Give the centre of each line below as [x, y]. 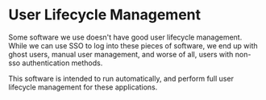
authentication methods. [62, 63]
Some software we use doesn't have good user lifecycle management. [125, 37]
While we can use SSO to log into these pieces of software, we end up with [133, 45]
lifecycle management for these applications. [83, 87]
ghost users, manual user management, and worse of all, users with [121, 54]
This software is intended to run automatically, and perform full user [121, 78]
